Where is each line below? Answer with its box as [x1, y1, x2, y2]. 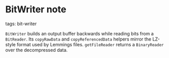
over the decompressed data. [5, 47, 68, 53]
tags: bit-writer [5, 21, 37, 27]
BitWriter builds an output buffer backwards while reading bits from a [5, 30, 154, 36]
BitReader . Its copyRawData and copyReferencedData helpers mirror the [5, 36, 152, 42]
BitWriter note [5, 4, 67, 15]
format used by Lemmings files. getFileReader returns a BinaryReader [16, 41, 164, 47]
